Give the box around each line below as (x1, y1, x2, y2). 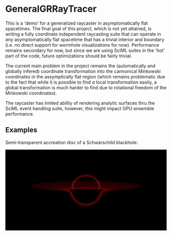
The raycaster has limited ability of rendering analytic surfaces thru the (5, 100, 155, 106)
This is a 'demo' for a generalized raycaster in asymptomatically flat (5, 20, 148, 26)
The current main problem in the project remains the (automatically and (5, 63, 156, 69)
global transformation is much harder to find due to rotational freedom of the (5, 84, 167, 90)
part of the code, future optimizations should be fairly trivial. (5, 52, 132, 59)
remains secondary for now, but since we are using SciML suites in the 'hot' (5, 47, 165, 53)
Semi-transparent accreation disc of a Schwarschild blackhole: (5, 139, 138, 145)
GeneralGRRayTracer (5, 3, 97, 15)
